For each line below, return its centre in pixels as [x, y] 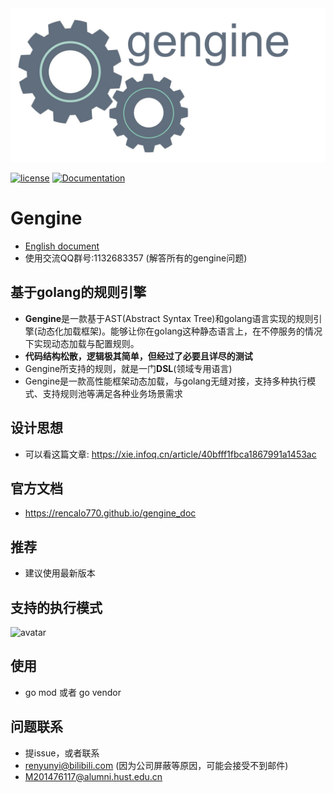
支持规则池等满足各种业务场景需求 [112, 393]
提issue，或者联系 [62, 753]
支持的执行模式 [56, 607]
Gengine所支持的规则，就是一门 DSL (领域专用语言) [128, 368]
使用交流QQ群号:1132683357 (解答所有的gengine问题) [136, 258]
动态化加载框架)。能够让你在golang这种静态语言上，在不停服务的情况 [179, 331]
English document [62, 246]
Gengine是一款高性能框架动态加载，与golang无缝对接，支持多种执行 [166, 381]
